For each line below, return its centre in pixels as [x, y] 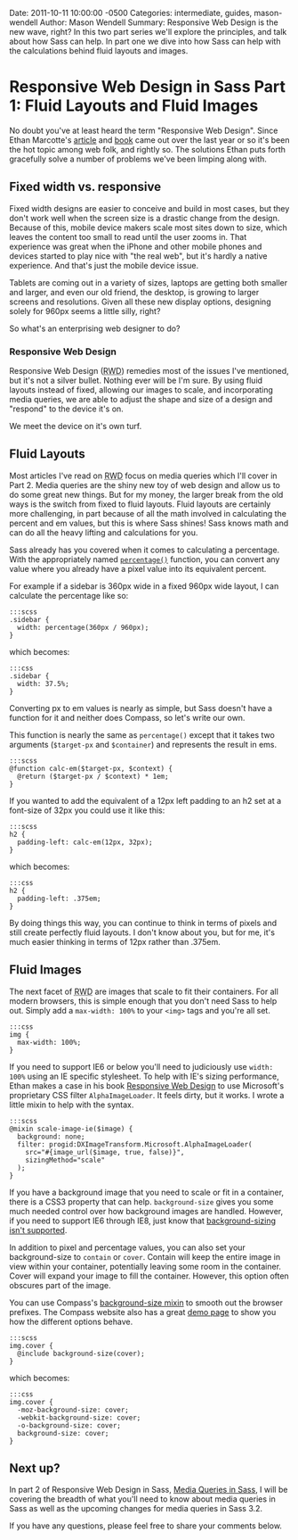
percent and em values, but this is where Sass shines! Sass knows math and [149, 523]
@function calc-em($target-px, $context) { [91, 768]
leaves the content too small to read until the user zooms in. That [128, 236]
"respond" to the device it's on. [67, 409]
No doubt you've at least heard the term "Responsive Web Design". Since [144, 130]
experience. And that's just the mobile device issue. [104, 265]
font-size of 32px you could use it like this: [87, 810]
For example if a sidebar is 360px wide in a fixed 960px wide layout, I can [144, 586]
